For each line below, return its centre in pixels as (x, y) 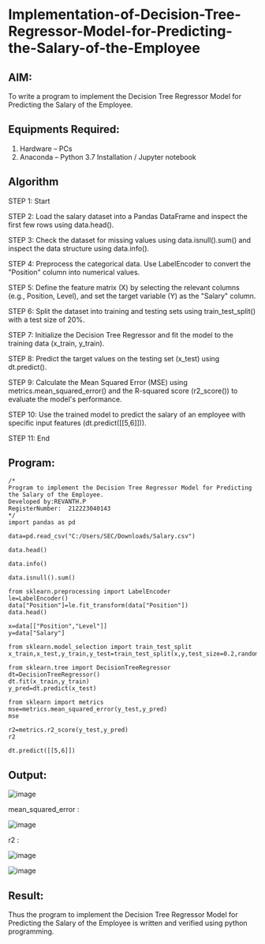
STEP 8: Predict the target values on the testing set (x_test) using (114, 358)
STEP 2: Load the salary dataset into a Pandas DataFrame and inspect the (128, 216)
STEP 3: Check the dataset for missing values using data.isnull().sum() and (129, 240)
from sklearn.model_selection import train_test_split (100, 647)
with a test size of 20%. (47, 319)
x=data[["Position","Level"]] (58, 626)
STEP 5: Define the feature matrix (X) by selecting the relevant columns (124, 287)
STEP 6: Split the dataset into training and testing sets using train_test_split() (132, 311)
